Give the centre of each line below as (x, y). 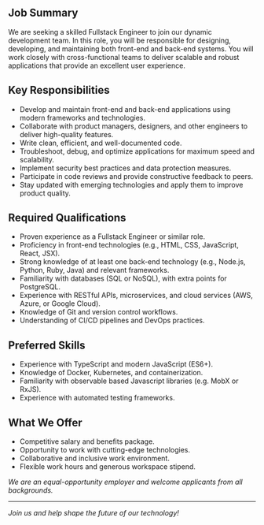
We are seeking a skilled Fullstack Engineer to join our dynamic (110, 32)
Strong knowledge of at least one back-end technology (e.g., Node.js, (132, 262)
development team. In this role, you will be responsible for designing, (120, 40)
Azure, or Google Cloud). (60, 303)
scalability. (37, 159)
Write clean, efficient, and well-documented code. (101, 143)
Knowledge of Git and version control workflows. (99, 312)
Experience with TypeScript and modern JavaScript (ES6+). (116, 364)
